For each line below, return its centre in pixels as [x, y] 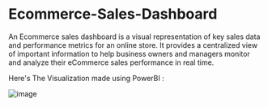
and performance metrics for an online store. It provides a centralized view [133, 45]
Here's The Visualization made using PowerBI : [86, 78]
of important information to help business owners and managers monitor [130, 53]
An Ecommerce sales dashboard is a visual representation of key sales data [134, 36]
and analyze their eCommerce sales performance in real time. [111, 62]
